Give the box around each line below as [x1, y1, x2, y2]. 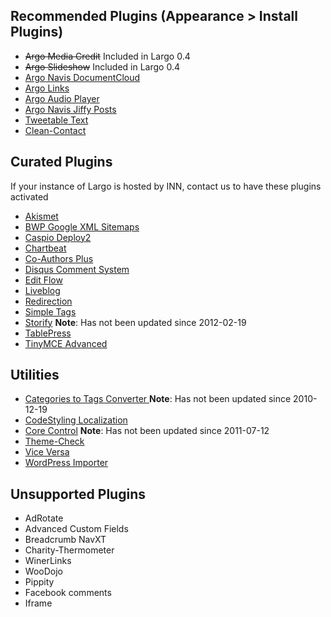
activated [10, 190, 49, 203]
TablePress [24, 327, 72, 339]
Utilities [10, 367, 60, 384]
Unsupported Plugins [10, 485, 146, 503]
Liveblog [24, 284, 61, 296]
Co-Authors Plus [24, 252, 94, 264]
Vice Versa [24, 446, 70, 458]
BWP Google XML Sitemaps [24, 220, 140, 233]
